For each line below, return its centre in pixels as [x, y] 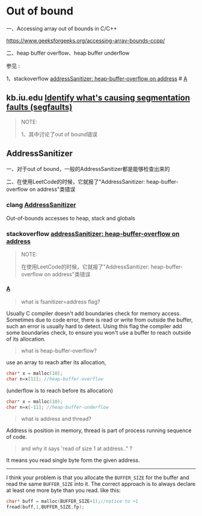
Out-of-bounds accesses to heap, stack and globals [71, 218]
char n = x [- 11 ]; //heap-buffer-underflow [58, 407]
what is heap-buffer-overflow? [59, 351]
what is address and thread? [56, 418]
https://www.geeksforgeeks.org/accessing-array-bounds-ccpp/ [86, 40]
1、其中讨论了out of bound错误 [59, 134]
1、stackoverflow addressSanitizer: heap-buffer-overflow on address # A [97, 78]
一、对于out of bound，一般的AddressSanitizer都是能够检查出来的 [88, 169]
